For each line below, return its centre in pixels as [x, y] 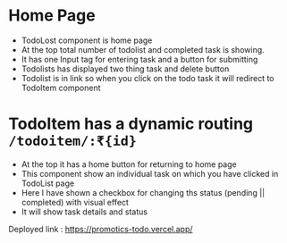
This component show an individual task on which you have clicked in [150, 173]
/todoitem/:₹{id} [73, 142]
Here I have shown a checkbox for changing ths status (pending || [143, 192]
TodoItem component [61, 88]
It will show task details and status [84, 212]
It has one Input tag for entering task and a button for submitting [139, 59]
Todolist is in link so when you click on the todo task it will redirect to [148, 78]
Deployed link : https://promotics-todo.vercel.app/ [101, 229]
